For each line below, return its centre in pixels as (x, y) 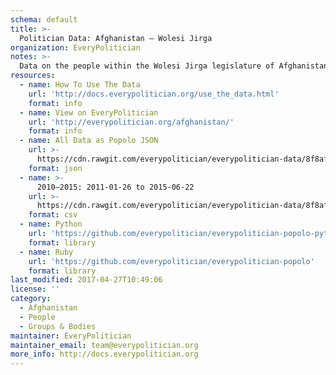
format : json (55, 168)
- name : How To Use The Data (80, 85)
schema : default (44, 19)
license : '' (35, 289)
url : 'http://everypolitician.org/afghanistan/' (131, 122)
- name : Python (51, 224)
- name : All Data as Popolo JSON (89, 141)
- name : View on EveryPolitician (89, 112)
